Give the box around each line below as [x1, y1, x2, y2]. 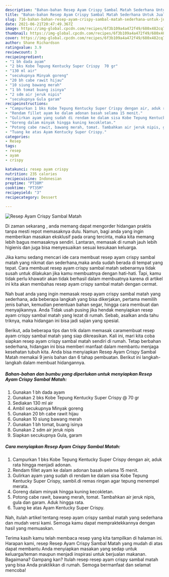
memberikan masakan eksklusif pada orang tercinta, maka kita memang [5, 233, 154, 240]
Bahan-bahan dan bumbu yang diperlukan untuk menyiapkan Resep [5, 371, 152, 377]
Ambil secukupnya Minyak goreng [12, 405, 83, 411]
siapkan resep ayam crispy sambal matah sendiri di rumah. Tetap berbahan [5, 338, 161, 344]
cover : [5, 36, 19, 41]
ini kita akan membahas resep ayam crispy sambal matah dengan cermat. [5, 281, 158, 287]
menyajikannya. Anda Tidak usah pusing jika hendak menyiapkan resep [5, 306, 153, 313]
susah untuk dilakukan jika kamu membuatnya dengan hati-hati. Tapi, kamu [5, 270, 161, 276]
